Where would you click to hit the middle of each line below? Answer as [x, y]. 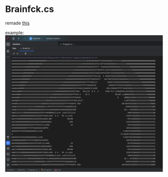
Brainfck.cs [29, 9]
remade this [17, 23]
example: [14, 32]
